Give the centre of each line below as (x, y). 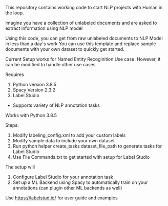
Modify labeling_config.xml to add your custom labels (69, 135)
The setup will (20, 167)
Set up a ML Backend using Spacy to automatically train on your (80, 182)
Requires (15, 74)
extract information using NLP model (44, 28)
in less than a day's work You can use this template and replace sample (81, 44)
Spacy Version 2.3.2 (34, 90)
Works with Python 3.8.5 (31, 115)
